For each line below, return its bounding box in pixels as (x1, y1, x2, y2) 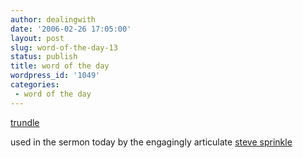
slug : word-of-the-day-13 (10, 42, 118, 53)
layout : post (10, 33, 65, 43)
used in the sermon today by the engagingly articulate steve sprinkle (10, 136, 293, 148)
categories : (10, 80, 60, 90)
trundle (10, 116, 40, 128)
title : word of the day (10, 61, 110, 71)
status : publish (10, 52, 78, 62)
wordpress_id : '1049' (10, 71, 101, 81)
